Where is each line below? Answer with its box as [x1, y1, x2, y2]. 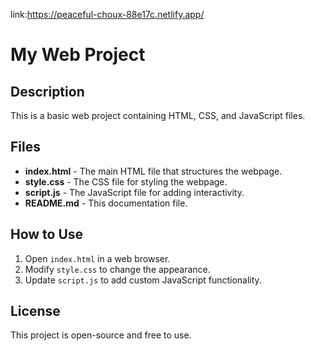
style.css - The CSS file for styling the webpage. [24, 175, 228, 188]
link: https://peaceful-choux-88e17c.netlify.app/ [10, 9, 205, 20]
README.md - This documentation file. [24, 197, 188, 209]
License [10, 303, 61, 320]
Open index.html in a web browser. [24, 252, 171, 264]
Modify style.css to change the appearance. [24, 263, 211, 275]
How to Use [10, 226, 84, 243]
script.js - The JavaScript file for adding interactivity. [24, 186, 245, 198]
